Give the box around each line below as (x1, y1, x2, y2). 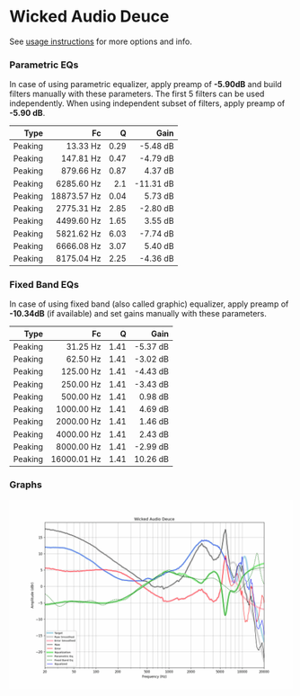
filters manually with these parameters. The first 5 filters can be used (9, 88, 265, 100)
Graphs (9, 478, 42, 491)
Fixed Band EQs (9, 278, 79, 290)
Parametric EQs (9, 58, 79, 71)
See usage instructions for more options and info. (9, 36, 193, 47)
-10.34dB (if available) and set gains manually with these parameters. (9, 308, 268, 319)
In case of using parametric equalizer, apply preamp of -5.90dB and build (9, 79, 283, 90)
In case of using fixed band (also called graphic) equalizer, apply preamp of (9, 299, 289, 309)
